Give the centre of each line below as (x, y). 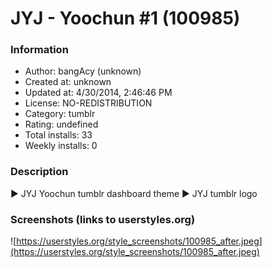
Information (39, 50)
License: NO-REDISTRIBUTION (88, 103)
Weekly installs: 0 (61, 146)
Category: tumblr (60, 114)
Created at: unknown (68, 82)
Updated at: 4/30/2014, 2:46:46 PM (98, 93)
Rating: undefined (61, 124)
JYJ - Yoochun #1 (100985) (125, 18)
